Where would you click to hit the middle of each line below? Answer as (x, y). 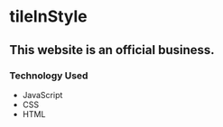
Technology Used (49, 76)
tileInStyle (48, 17)
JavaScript (42, 95)
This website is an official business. (112, 50)
